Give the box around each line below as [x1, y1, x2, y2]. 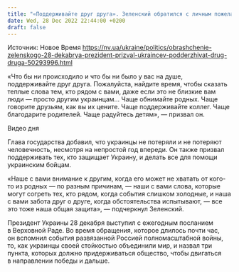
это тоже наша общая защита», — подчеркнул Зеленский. [7, 205, 184, 213]
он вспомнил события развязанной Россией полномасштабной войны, [7, 233, 224, 243]
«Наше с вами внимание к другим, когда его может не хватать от [7, 174, 208, 183]
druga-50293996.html [7, 59, 73, 67]
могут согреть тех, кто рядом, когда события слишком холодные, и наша [7, 190, 231, 198]
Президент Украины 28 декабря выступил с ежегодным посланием [7, 218, 213, 227]
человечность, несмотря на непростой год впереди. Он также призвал [7, 146, 225, 154]
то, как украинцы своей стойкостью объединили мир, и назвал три [7, 241, 213, 250]
